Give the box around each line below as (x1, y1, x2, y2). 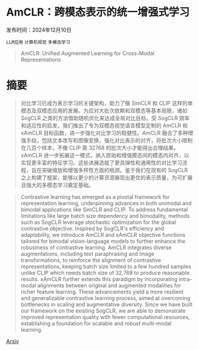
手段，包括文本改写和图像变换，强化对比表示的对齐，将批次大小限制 (26, 136, 193, 143)
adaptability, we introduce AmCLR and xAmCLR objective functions (20, 231, 186, 238)
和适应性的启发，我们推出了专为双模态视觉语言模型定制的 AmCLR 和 (20, 121, 188, 129)
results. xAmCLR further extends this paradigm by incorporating (20, 275, 178, 283)
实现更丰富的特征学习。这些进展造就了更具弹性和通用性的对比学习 (20, 159, 182, 166)
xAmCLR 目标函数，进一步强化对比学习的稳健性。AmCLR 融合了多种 (20, 129, 188, 136)
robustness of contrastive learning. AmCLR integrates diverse (20, 243, 172, 251)
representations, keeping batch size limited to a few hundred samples (20, 262, 191, 270)
